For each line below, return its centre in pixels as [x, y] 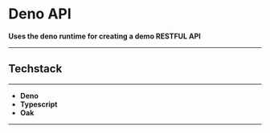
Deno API [40, 14]
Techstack [35, 69]
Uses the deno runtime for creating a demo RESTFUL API [104, 36]
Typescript [39, 104]
